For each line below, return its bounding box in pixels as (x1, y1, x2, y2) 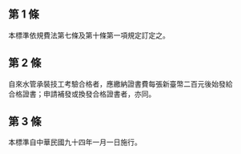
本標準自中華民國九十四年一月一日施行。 (8, 137, 142, 147)
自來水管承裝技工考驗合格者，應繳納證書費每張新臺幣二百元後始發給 (8, 79, 233, 88)
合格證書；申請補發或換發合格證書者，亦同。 (8, 89, 156, 99)
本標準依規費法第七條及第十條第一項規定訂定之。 (8, 30, 170, 40)
